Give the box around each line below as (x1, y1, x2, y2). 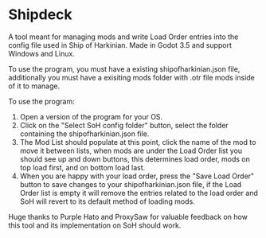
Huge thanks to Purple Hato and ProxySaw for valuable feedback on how (8, 212, 248, 221)
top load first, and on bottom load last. (19, 162, 146, 172)
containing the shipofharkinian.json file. (19, 129, 150, 139)
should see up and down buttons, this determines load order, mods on (19, 154, 251, 164)
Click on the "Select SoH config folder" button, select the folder (19, 120, 229, 130)
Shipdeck (8, 6, 73, 24)
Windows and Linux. (8, 49, 76, 58)
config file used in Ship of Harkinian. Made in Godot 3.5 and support (8, 40, 233, 49)
